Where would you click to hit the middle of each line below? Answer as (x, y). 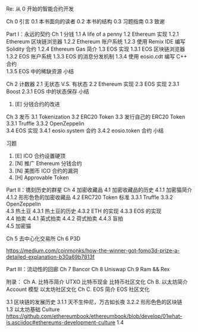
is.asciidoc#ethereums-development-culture (61, 322)
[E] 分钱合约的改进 (37, 104)
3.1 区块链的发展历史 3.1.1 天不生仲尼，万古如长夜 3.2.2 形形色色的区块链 (94, 302)
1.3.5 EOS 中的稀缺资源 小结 (40, 71)
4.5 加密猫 (19, 226)
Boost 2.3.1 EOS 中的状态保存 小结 (48, 91)
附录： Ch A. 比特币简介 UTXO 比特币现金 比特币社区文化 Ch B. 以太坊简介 (97, 282)
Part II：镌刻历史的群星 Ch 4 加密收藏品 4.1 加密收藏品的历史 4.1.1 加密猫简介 (99, 190)
